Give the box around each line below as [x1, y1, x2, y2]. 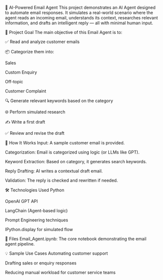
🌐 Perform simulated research [5, 109, 65, 115]
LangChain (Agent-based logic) [5, 208, 68, 213]
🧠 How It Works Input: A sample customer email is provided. [5, 140, 125, 145]
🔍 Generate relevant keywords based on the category [5, 98, 113, 104]
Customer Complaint [5, 88, 47, 94]
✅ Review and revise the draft [5, 130, 65, 136]
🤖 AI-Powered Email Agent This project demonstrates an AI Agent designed [5, 5, 156, 10]
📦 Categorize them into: [5, 49, 54, 54]
